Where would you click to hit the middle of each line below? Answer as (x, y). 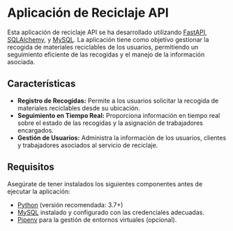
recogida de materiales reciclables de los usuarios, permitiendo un (103, 47)
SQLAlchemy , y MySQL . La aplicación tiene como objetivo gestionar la (108, 39)
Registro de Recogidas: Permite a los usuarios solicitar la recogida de (118, 100)
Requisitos (31, 167)
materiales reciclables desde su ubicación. (79, 108)
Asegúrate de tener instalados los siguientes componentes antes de (105, 184)
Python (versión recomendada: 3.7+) (70, 204)
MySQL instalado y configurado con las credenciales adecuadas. (111, 212)
